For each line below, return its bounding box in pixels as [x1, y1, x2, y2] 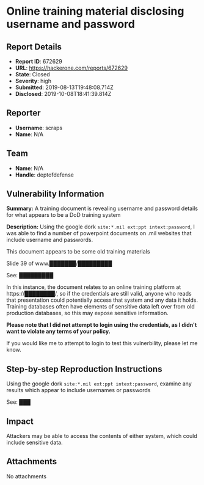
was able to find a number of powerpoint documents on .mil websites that [6, 230, 192, 237]
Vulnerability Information [6, 189, 104, 199]
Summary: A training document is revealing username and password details [6, 205, 199, 212]
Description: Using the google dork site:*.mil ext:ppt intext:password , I [6, 223, 195, 230]
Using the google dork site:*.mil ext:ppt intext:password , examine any [6, 380, 192, 387]
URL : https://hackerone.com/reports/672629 [15, 64, 128, 71]
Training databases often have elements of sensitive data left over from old [6, 303, 195, 310]
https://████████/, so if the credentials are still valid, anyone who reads [6, 290, 192, 297]
